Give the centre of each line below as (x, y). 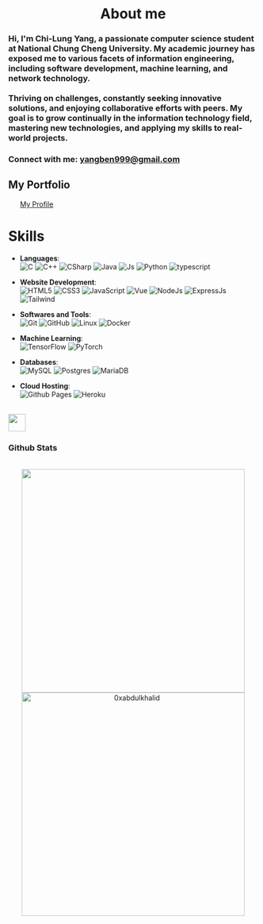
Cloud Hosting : (45, 385)
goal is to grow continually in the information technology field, (130, 118)
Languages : (40, 258)
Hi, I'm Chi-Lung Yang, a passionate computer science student (131, 39)
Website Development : (58, 282)
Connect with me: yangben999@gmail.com (94, 160)
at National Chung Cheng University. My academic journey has (132, 48)
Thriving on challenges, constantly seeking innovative (115, 99)
